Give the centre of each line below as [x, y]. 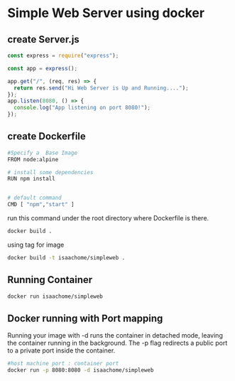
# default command [34, 198]
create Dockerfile [47, 136]
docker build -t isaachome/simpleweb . [66, 257]
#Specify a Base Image [43, 153]
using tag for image [36, 245]
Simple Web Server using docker [106, 13]
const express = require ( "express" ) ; [63, 55]
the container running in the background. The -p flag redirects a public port [117, 343]
